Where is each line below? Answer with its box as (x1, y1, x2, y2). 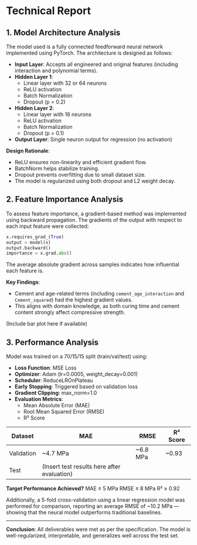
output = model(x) (6, 240, 51, 245)
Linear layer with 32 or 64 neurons (23, 79, 107, 87)
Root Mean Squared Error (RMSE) (23, 408, 104, 416)
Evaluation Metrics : (14, 396, 63, 403)
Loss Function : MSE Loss (14, 364, 77, 371)
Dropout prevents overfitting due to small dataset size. (14, 171, 147, 178)
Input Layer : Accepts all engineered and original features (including (14, 61, 178, 68)
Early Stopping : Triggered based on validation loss (14, 383, 138, 390)
